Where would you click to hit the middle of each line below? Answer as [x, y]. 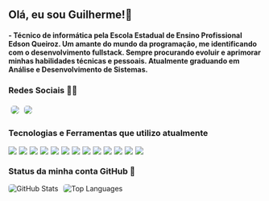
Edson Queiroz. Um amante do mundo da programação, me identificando [133, 43]
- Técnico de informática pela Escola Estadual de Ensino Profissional [126, 35]
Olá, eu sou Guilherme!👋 [70, 15]
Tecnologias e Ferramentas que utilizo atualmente [108, 133]
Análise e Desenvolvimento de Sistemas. [78, 69]
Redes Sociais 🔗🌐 [43, 90]
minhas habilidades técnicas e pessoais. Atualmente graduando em [124, 60]
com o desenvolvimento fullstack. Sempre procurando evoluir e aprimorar [135, 52]
